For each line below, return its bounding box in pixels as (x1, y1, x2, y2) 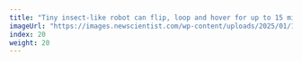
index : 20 (9, 30, 47, 39)
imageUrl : (9, 22, 47, 30)
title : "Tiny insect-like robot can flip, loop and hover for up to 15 (9, 13, 283, 22)
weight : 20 (9, 38, 50, 48)
